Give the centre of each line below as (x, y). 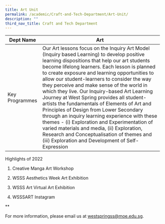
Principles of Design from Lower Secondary (93, 110)
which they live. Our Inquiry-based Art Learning (98, 92)
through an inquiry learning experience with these (100, 116)
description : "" (22, 19)
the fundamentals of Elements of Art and (105, 104)
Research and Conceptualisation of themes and (97, 134)
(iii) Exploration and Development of (84, 141)
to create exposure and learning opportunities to (98, 73)
